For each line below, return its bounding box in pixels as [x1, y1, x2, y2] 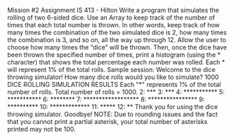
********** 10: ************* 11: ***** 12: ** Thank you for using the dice [7, 103, 218, 111]
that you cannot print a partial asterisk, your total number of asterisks [7, 118, 208, 125]
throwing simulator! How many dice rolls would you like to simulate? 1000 [7, 73, 219, 81]
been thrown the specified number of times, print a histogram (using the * [7, 50, 221, 59]
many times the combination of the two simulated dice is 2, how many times [7, 28, 227, 36]
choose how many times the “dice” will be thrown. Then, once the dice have [7, 43, 227, 51]
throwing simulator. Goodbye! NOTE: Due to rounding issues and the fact [7, 110, 218, 118]
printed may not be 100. [7, 125, 76, 133]
